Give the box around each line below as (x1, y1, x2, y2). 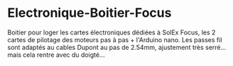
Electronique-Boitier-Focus (7, 5, 172, 21)
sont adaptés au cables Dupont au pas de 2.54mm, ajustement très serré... (7, 43, 227, 51)
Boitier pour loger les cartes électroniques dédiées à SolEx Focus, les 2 (7, 28, 216, 37)
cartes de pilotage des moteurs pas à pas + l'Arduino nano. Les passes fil (7, 35, 222, 44)
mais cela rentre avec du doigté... (7, 51, 105, 59)
